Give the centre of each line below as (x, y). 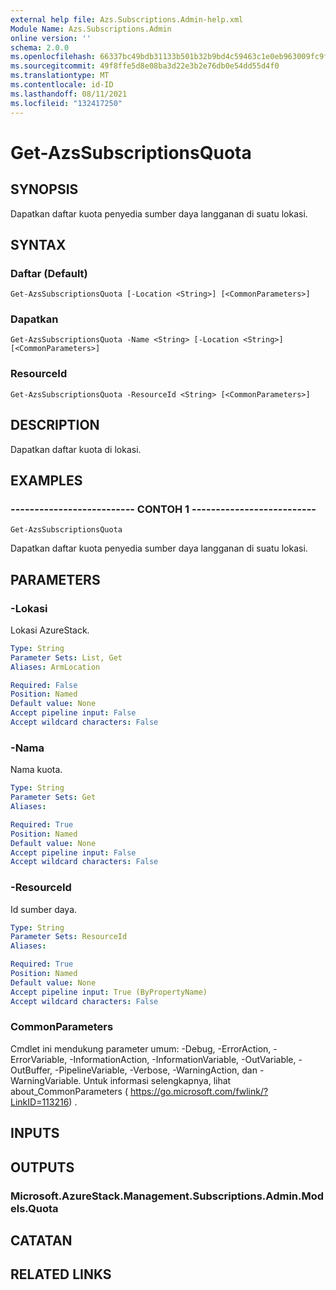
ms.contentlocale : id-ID (62, 85)
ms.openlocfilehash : (53, 57)
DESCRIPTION (55, 425)
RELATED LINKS (61, 1274)
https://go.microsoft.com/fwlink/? (199, 1091)
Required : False (44, 685)
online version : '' (51, 38)
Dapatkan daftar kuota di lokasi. (76, 449)
